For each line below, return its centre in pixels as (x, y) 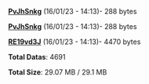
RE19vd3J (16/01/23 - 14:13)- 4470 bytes (74, 42)
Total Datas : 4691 (37, 57)
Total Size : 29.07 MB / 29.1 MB (58, 72)
